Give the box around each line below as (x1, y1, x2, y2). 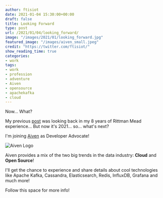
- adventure (5, 76, 30, 81)
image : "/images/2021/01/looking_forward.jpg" (5, 35, 103, 40)
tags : (5, 63, 16, 67)
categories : (5, 53, 30, 59)
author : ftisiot (5, 7, 39, 12)
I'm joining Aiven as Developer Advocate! (5, 133, 89, 139)
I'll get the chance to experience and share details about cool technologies (5, 167, 158, 173)
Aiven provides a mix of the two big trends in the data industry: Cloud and (5, 152, 157, 158)
